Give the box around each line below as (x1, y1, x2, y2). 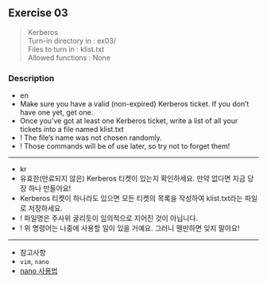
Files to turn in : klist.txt (27, 44, 105, 54)
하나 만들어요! (28, 184, 72, 193)
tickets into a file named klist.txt (19, 125, 124, 134)
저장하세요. (28, 204, 64, 213)
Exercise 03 (8, 6, 69, 20)
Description (8, 72, 55, 83)
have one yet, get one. (19, 107, 94, 118)
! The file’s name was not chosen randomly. (19, 133, 162, 142)
